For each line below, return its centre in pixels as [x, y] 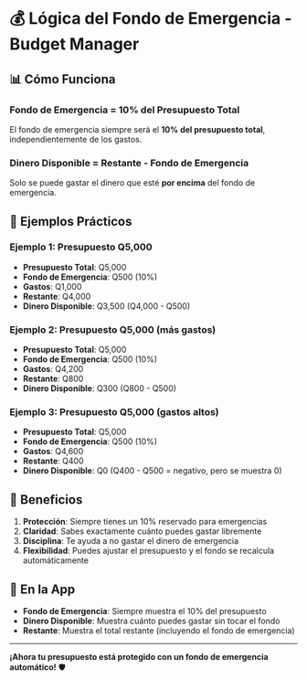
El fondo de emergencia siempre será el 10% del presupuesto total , [138, 129]
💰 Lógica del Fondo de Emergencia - [151, 19]
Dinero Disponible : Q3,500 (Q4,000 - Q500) [106, 306]
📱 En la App [42, 589]
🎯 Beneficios [46, 499]
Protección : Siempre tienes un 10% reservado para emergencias [145, 522]
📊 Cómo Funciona [63, 79]
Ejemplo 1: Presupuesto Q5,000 [81, 247]
